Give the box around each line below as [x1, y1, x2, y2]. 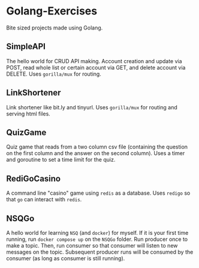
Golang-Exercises [6, 4, 98, 18]
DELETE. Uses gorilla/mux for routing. [6, 70, 102, 78]
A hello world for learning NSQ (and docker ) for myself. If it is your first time [6, 230, 189, 236]
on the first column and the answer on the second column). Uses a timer [6, 150, 185, 157]
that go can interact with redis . [6, 196, 82, 203]
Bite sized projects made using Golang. [6, 24, 103, 31]
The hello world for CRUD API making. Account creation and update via [6, 57, 182, 64]
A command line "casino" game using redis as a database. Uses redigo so [6, 189, 191, 196]
